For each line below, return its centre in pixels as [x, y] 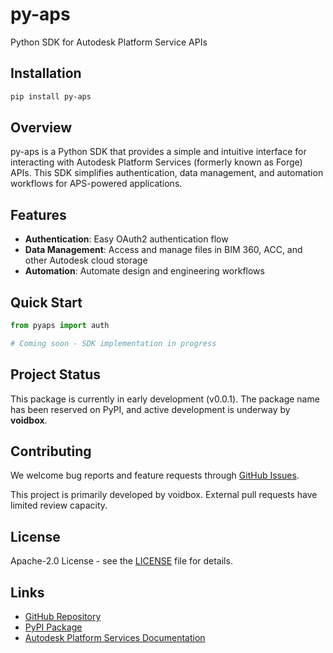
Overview [41, 128]
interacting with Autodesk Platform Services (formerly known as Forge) [156, 162]
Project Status [56, 374]
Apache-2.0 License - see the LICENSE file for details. [121, 561]
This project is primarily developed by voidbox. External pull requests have [164, 495]
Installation [46, 73]
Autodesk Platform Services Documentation [115, 638]
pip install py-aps [51, 96]
